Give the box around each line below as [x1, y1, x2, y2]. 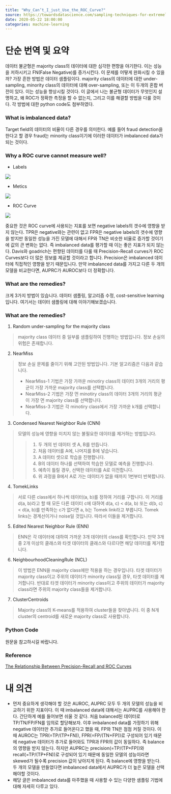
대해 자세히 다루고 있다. [12, 783, 60, 789]
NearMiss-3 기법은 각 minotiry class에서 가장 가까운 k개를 [25, 403, 143, 410]
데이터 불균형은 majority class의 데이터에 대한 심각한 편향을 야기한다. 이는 [5, 63, 153, 69]
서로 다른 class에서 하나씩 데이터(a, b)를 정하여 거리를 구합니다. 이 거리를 [17, 494, 163, 500]
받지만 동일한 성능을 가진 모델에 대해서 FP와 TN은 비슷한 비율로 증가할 [10, 235, 150, 241]
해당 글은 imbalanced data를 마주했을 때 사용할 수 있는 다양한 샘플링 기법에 [12, 777, 163, 783]
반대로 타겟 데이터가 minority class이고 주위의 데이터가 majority [37, 580, 164, 586]
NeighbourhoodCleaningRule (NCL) [12, 557, 88, 563]
